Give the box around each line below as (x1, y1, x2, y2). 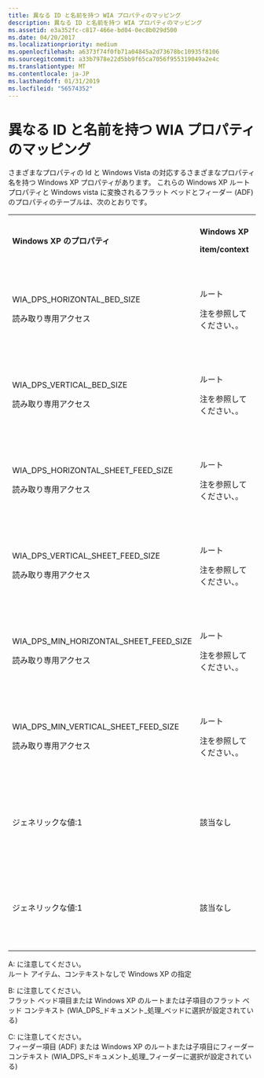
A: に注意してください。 (8, 959, 86, 969)
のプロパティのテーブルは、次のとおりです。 (8, 197, 152, 207)
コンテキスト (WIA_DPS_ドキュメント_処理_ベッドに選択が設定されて (23, 1006, 247, 1015)
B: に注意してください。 (8, 986, 86, 995)
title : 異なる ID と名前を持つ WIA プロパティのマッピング (8, 11, 181, 20)
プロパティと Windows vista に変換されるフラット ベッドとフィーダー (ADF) (8, 188, 254, 197)
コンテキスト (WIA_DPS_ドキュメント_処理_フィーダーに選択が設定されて (8, 1052, 245, 1061)
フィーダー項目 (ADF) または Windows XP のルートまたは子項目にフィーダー (8, 1042, 255, 1051)
